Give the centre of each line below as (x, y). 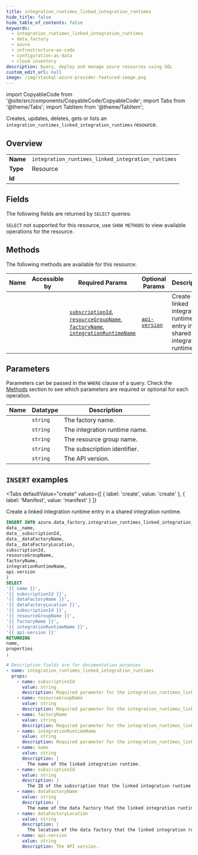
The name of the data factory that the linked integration (101, 808)
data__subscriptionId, (34, 533)
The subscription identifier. (101, 449)
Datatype (45, 410)
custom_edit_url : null (34, 72)
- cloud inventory (34, 61)
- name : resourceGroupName (50, 698)
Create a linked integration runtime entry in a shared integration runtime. (94, 511)
